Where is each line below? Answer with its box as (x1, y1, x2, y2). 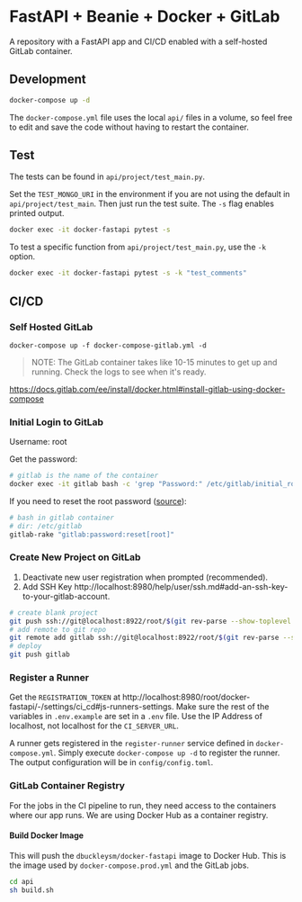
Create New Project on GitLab (9, 551, 141, 564)
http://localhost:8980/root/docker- (122, 691, 251, 703)
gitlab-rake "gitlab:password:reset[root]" (9, 529, 175, 539)
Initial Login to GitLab (9, 416, 104, 428)
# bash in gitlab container (9, 513, 115, 522)
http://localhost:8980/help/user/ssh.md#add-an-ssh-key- (74, 581, 289, 591)
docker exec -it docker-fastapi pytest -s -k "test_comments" (9, 268, 247, 278)
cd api (9, 877, 34, 886)
